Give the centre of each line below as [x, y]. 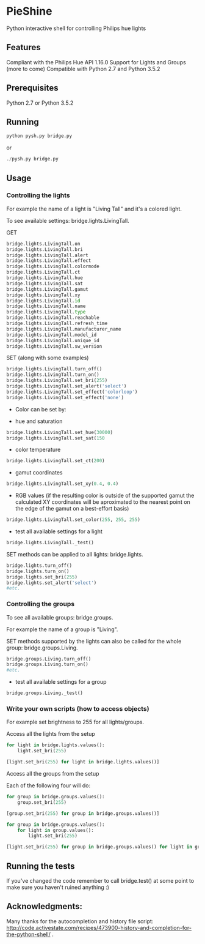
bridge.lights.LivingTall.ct [43, 272]
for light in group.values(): [56, 830]
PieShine [29, 11]
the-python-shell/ [28, 934]
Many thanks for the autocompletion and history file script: [80, 921]
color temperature [38, 450]
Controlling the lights [38, 195]
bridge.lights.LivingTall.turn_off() [54, 369]
